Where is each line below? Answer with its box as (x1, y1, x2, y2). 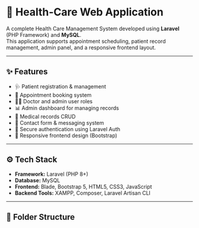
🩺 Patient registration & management (14, 83, 107, 90)
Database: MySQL (14, 176, 60, 183)
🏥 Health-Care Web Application (6, 5, 164, 19)
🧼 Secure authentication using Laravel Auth (14, 125, 120, 132)
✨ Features (6, 66, 48, 77)
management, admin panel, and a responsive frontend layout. (6, 44, 156, 51)
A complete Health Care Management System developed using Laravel (6, 25, 179, 32)
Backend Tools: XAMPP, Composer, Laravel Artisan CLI (14, 189, 151, 197)
